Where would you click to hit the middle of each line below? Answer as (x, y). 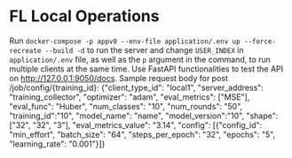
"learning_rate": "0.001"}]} (57, 144)
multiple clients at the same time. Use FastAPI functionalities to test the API (146, 69)
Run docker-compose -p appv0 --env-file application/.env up (125, 41)
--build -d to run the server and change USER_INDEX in (144, 49)
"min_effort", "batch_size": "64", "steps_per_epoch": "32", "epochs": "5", (142, 134)
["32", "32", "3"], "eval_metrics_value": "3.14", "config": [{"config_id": (136, 124)
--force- (260, 41)
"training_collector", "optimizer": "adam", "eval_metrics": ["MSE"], (130, 97)
